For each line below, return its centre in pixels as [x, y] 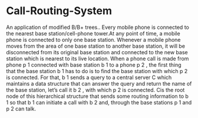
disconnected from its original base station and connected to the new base [97, 52]
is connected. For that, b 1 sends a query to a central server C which [89, 77]
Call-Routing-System [59, 11]
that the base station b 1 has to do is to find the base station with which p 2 [97, 71]
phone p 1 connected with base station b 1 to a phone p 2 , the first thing [94, 65]
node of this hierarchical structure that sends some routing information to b [97, 96]
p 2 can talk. [21, 109]
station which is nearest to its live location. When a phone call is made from [98, 58]
